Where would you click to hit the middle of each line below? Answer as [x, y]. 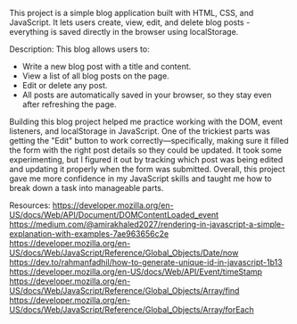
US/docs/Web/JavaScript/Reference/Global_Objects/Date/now [124, 253]
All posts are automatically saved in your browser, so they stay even [147, 95]
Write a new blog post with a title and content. [107, 66]
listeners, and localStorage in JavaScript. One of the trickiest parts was [140, 131]
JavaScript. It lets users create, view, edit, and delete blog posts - [130, 22]
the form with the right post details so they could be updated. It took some [146, 150]
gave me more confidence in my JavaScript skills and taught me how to [140, 179]
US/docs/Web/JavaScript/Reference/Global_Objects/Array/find [124, 291]
